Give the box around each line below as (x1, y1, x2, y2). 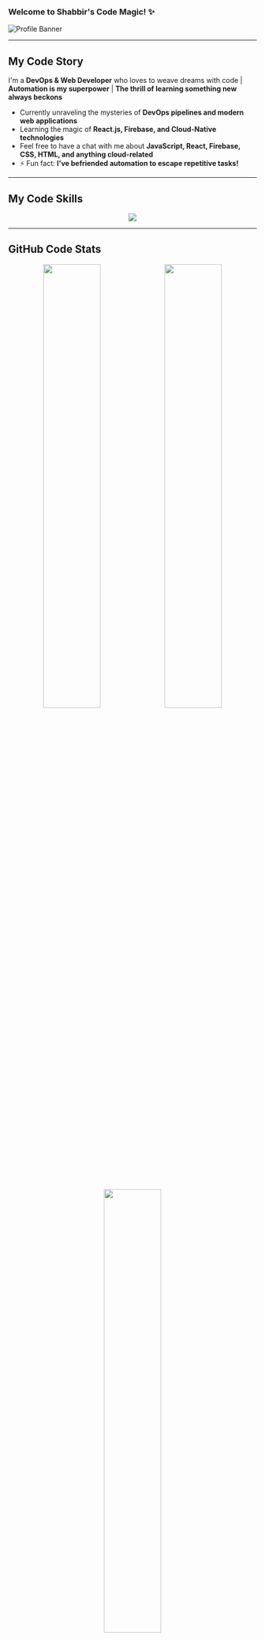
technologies (19, 133, 65, 142)
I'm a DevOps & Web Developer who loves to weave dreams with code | (8, 76, 243, 85)
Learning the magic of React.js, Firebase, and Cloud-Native (19, 125, 217, 134)
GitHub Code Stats (8, 243, 102, 256)
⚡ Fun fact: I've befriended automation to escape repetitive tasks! (19, 159, 239, 168)
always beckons (8, 92, 63, 102)
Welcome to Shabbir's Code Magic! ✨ (8, 6, 155, 17)
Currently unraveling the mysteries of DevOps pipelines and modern (19, 108, 244, 117)
